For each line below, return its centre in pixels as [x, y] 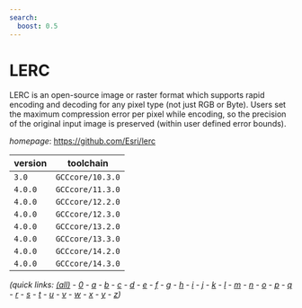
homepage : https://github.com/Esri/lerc [82, 141]
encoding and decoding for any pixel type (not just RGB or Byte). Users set [147, 105]
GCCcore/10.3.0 [88, 177]
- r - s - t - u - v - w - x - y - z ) [65, 295]
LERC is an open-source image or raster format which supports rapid [137, 95]
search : [24, 18]
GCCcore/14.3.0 [88, 264]
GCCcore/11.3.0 [88, 190]
